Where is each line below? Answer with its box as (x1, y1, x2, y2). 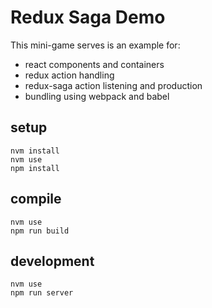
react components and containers (24, 58, 165, 70)
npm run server (10, 288, 74, 298)
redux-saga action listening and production (24, 79, 203, 91)
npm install (10, 163, 60, 173)
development (10, 252, 95, 270)
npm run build (10, 226, 70, 236)
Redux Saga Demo (10, 6, 166, 29)
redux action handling (24, 69, 115, 81)
